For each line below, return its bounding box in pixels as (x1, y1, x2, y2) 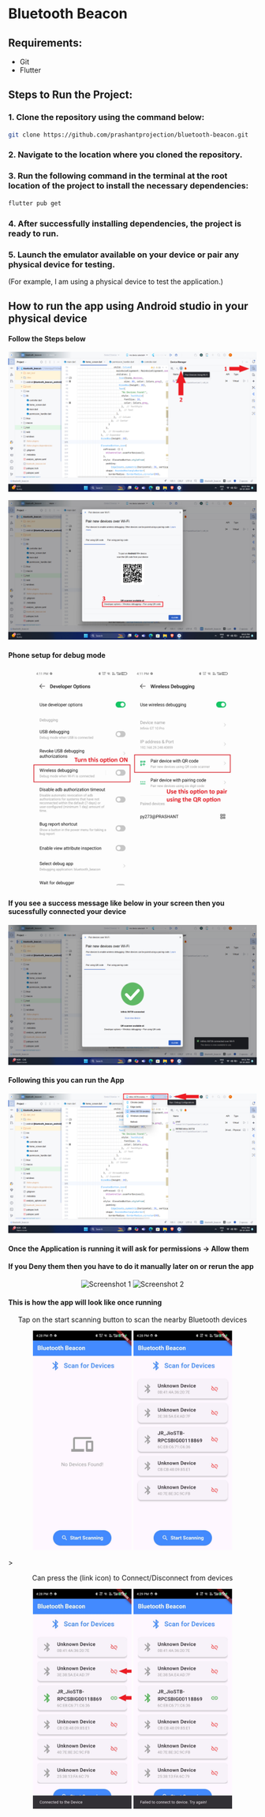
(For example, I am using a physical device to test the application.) (8, 277, 223, 286)
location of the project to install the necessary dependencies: (8, 181, 249, 192)
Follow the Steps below (8, 334, 86, 343)
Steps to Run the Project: (8, 88, 133, 102)
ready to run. (8, 228, 59, 239)
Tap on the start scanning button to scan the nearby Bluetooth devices (17, 1315, 248, 1325)
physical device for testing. (8, 259, 116, 270)
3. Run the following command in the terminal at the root (8, 170, 228, 181)
